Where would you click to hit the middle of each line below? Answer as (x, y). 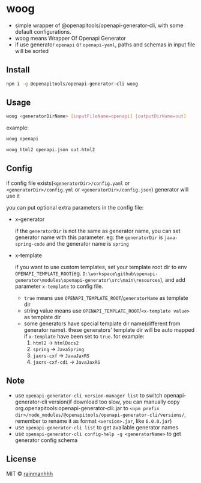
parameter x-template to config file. (59, 286)
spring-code (30, 244)
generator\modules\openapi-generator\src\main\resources (88, 280)
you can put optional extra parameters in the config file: (75, 207)
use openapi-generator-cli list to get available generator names (97, 427)
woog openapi (22, 139)
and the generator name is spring (87, 243)
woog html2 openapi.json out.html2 (51, 150)
